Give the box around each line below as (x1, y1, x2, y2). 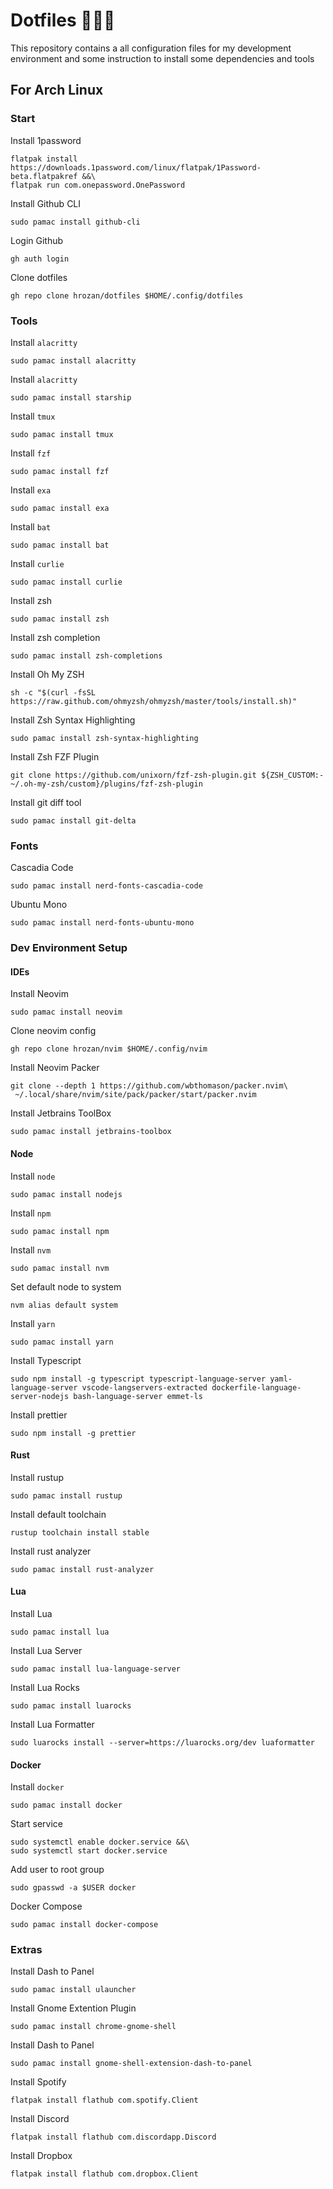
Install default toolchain (10, 1508, 107, 1520)
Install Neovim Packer (10, 1062, 100, 1074)
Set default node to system (10, 1280, 122, 1293)
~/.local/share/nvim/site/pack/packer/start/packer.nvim (14, 1090, 257, 1100)
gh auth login (10, 254, 70, 264)
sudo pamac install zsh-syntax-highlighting (10, 733, 199, 743)
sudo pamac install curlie (10, 577, 123, 587)
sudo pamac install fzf (10, 466, 110, 476)
